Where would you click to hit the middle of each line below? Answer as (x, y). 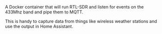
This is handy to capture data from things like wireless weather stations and (81, 21)
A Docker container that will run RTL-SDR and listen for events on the (74, 7)
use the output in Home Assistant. (39, 26)
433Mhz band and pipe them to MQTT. (44, 12)
